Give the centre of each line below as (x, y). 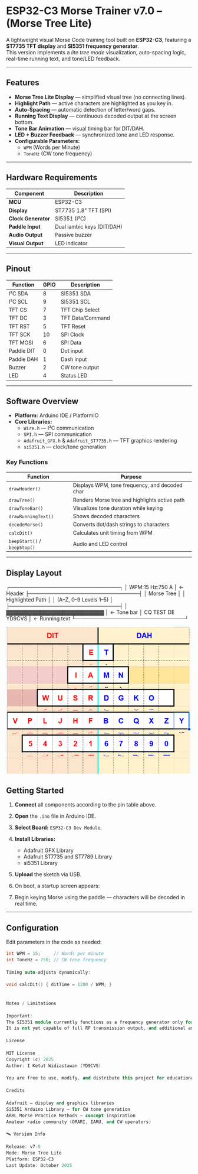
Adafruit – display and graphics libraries (60, 1103)
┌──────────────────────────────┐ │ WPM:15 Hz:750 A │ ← (95, 587)
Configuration (32, 928)
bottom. (24, 122)
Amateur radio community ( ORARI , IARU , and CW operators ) (79, 1122)
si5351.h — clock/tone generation (65, 447)
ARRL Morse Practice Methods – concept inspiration (71, 1116)
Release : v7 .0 (24, 1147)
